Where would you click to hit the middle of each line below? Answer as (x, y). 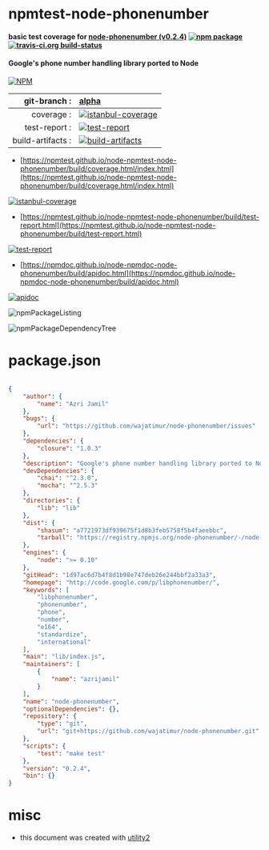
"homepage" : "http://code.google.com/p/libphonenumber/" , (121, 582)
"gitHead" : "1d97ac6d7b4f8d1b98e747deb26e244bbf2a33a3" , (120, 575)
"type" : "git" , (62, 724)
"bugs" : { (39, 419)
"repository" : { (50, 716)
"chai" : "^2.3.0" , (68, 478)
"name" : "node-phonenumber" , (71, 701)
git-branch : (48, 101)
